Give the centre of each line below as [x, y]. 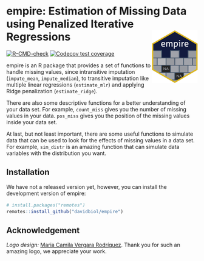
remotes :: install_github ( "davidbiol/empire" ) [65, 211]
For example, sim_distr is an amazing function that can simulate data [93, 147]
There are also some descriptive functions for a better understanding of [96, 103]
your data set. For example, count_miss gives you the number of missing [97, 109]
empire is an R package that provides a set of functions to [79, 65]
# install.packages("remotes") [46, 205]
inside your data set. [32, 122]
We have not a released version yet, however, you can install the [87, 187]
